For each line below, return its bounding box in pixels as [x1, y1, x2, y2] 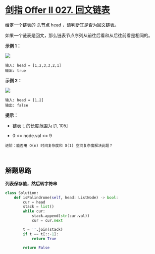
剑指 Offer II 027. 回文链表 [5, 4, 110, 16]
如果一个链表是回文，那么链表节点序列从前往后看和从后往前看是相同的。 [5, 32, 153, 38]
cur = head [23, 200, 46, 204]
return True [31, 236, 56, 241]
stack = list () [23, 204, 54, 209]
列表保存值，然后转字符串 [5, 180, 57, 186]
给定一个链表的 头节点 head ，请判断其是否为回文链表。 [5, 22, 119, 28]
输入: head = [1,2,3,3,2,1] [5, 63, 62, 68]
